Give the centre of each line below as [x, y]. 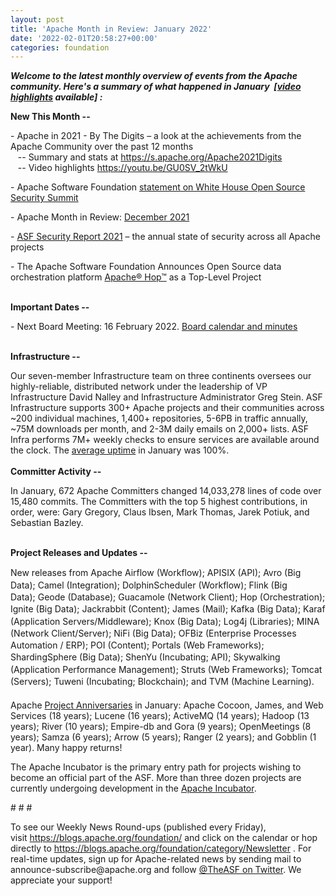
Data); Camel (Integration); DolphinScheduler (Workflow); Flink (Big [149, 585]
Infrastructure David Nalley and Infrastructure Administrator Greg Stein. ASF [166, 397]
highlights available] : [56, 97]
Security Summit [44, 198]
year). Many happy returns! [66, 747]
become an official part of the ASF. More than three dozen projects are [156, 777]
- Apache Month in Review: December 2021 [100, 217]
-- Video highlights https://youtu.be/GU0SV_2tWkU [122, 168]
